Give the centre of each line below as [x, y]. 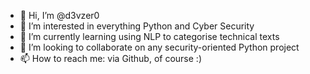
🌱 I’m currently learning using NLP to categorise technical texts [149, 36]
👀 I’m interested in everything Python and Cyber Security [137, 26]
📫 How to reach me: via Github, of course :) [110, 58]
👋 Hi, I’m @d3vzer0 [59, 15]
